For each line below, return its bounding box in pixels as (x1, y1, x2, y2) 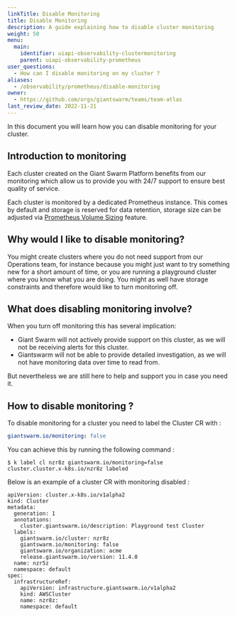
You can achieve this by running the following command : (7, 445, 175, 454)
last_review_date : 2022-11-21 (7, 103, 97, 110)
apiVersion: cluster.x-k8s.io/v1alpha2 (7, 491, 126, 499)
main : (13, 43, 31, 50)
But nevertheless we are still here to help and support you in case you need (7, 372, 228, 380)
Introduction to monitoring (7, 150, 126, 162)
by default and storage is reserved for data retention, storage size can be (7, 205, 221, 213)
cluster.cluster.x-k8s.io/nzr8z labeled (7, 465, 129, 472)
